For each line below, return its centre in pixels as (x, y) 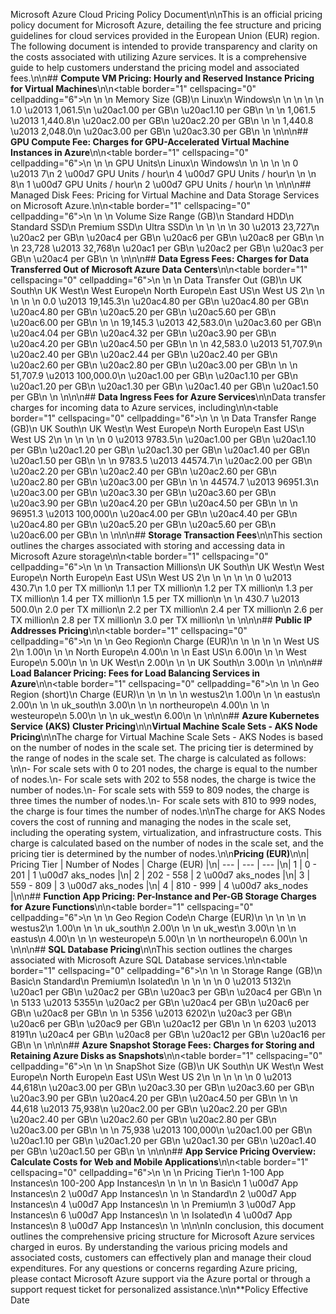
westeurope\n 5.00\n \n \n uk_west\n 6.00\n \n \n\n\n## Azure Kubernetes (165, 715)
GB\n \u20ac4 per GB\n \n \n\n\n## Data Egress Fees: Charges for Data (160, 258)
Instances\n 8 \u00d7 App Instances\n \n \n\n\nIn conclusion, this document (167, 1225)
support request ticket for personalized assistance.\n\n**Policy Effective (159, 1289)
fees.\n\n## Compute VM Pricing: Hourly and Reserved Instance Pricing (162, 78)
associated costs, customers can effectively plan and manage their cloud (161, 1257)
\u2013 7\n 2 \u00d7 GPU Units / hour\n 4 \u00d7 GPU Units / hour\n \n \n (163, 173)
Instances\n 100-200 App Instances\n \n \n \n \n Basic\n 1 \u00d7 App (154, 1183)
